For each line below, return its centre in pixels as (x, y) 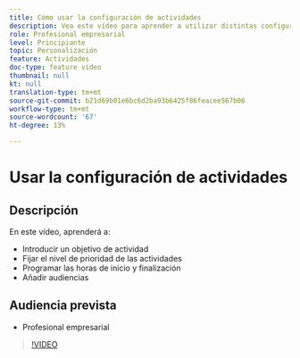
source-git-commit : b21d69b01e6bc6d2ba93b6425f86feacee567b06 (127, 100)
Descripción (44, 210)
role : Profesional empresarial (67, 34)
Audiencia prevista (63, 306)
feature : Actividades (50, 59)
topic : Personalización (54, 51)
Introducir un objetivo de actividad (85, 249)
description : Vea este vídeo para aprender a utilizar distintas (133, 26)
